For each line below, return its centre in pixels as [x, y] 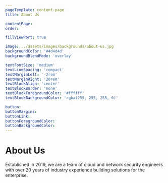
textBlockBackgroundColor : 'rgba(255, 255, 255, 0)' [62, 98]
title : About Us [22, 15]
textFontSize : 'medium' [30, 65]
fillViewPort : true [26, 38]
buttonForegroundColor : [30, 121]
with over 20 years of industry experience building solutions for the [75, 170]
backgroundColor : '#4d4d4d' [35, 51]
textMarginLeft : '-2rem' [31, 74]
